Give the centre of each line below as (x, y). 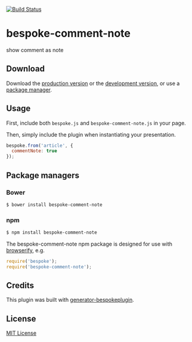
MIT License (21, 333)
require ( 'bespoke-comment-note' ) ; (49, 267)
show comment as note (35, 50)
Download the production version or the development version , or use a (93, 83)
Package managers (43, 175)
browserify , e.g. (25, 250)
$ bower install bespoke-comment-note (54, 205)
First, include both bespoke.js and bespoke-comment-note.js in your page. (96, 123)
